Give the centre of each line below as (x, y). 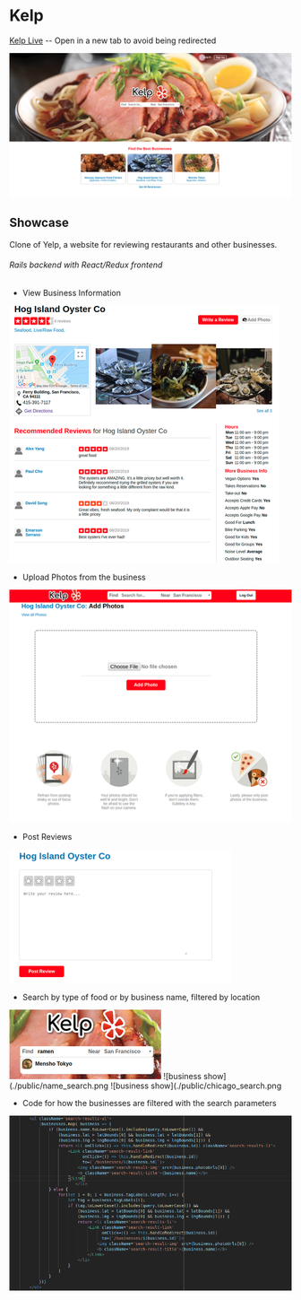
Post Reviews (47, 836)
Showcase (39, 223)
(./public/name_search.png (59, 1086)
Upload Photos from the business (84, 577)
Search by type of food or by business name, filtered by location (141, 997)
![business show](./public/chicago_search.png (196, 1086)
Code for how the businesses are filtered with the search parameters (149, 1103)
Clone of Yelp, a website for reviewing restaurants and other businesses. (143, 244)
